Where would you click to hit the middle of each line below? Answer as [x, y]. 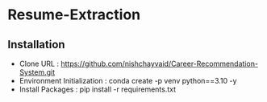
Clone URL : [39, 63]
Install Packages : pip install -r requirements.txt [98, 89]
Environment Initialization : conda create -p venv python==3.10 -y [128, 81]
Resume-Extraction [74, 15]
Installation [36, 45]
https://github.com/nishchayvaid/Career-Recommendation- [160, 63]
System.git [37, 72]
